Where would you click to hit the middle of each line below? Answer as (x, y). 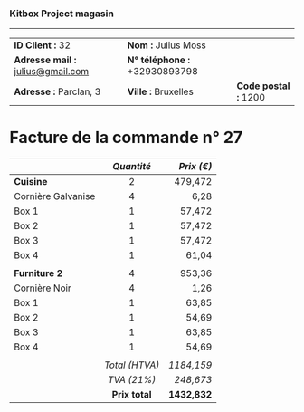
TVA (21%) (132, 380)
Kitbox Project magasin (62, 14)
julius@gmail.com (52, 72)
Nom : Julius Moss (166, 45)
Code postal (263, 86)
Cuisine (31, 182)
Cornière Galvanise (55, 196)
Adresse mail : (45, 60)
